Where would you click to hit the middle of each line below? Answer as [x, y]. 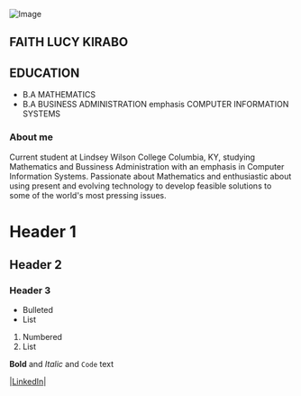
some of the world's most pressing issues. [88, 195]
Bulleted [38, 310]
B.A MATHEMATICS [59, 95]
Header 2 [36, 265]
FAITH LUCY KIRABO [69, 42]
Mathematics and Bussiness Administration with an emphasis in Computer [147, 166]
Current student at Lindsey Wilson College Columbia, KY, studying [132, 157]
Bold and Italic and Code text [62, 364]
